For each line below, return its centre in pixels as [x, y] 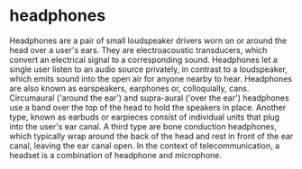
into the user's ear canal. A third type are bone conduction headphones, [143, 126]
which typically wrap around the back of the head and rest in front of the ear [151, 136]
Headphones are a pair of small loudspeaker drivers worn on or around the [148, 40]
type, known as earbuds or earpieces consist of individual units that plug [145, 117]
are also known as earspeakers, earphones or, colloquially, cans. [129, 88]
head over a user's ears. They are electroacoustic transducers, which [138, 49]
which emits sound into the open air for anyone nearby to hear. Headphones [151, 78]
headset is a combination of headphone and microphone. [116, 155]
